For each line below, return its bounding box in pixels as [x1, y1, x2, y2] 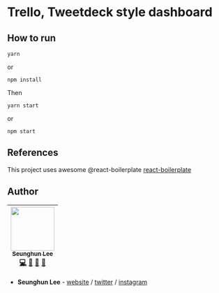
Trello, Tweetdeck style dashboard [7, 4, 213, 20]
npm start [7, 128, 36, 135]
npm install [7, 76, 42, 83]
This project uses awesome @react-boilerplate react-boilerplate [7, 165, 192, 173]
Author [7, 186, 38, 198]
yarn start [7, 102, 39, 109]
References [7, 147, 59, 159]
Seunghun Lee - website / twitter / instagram [17, 278, 148, 286]
